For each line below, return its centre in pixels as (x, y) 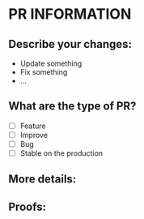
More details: (42, 179)
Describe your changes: (70, 44)
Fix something (44, 72)
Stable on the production (61, 153)
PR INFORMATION (70, 14)
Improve (34, 135)
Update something (51, 63)
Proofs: (28, 206)
